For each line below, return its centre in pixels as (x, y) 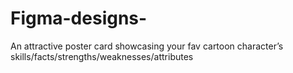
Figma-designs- (79, 18)
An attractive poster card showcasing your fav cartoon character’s (147, 46)
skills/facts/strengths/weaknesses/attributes (102, 56)
